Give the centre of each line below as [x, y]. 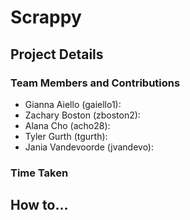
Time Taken [39, 173]
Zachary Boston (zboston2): [82, 115]
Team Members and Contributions [95, 83]
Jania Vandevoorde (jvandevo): [89, 147]
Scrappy [46, 17]
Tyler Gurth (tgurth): [66, 136]
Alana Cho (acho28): [67, 125]
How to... [39, 205]
